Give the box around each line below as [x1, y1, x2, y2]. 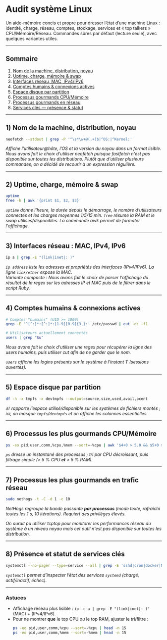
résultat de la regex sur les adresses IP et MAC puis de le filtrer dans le [5, 280, 151, 286]
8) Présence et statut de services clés [5, 550, 125, 558]
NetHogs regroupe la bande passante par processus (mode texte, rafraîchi [5, 506, 160, 512]
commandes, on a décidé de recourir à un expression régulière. [5, 161, 136, 167]
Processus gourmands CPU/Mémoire [12, 94, 89, 100]
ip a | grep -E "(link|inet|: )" [5, 255, 75, 260]
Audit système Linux [5, 3, 92, 15]
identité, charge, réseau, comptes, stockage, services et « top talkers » [5, 25, 151, 31]
